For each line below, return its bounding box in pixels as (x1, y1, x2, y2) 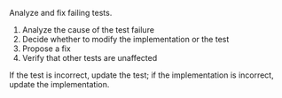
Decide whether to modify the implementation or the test (21, 34, 230, 44)
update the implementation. (9, 79, 110, 89)
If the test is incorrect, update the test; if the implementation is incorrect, (9, 70, 274, 80)
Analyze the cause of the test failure (21, 25, 155, 34)
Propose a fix (21, 43, 71, 54)
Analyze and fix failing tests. (9, 8, 113, 18)
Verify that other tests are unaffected (21, 53, 158, 63)
